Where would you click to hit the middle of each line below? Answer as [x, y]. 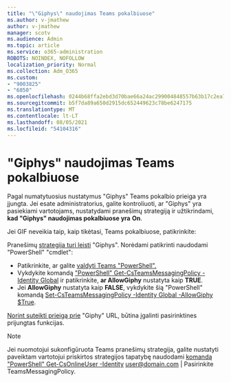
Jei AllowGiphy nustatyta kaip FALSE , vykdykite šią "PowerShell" [110, 288]
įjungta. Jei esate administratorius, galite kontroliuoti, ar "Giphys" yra [104, 204]
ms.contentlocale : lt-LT [43, 116]
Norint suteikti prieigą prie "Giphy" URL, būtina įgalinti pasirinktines [102, 316]
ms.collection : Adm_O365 [43, 71]
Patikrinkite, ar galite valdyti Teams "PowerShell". [87, 266]
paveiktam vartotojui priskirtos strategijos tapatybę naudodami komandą [110, 357]
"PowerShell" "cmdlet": [40, 253]
